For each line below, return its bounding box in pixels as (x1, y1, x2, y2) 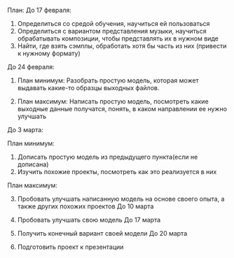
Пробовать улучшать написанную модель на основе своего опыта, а (17, 195, 225, 203)
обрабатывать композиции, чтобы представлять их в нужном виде (17, 34, 219, 43)
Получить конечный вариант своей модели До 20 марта (17, 229, 188, 237)
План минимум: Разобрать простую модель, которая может (17, 76, 199, 85)
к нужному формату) (17, 49, 81, 57)
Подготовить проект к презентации (17, 243, 124, 251)
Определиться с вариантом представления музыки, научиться (17, 27, 207, 35)
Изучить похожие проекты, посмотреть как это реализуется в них (17, 168, 217, 175)
